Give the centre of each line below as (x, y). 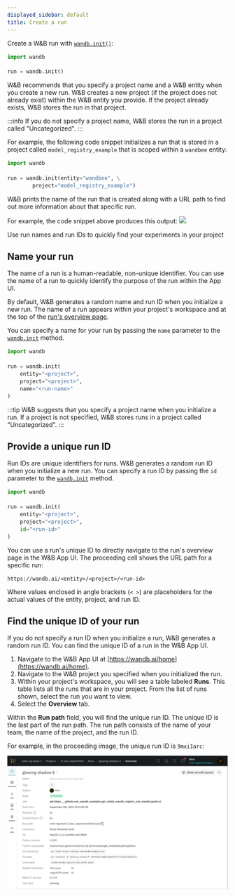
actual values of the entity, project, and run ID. (74, 599)
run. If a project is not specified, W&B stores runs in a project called (104, 417)
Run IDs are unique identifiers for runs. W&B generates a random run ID (110, 463)
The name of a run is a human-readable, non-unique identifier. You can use (116, 273)
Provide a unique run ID (59, 446)
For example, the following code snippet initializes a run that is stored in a (113, 142)
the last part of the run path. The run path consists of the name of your (109, 725)
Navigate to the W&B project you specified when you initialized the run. (120, 674)
